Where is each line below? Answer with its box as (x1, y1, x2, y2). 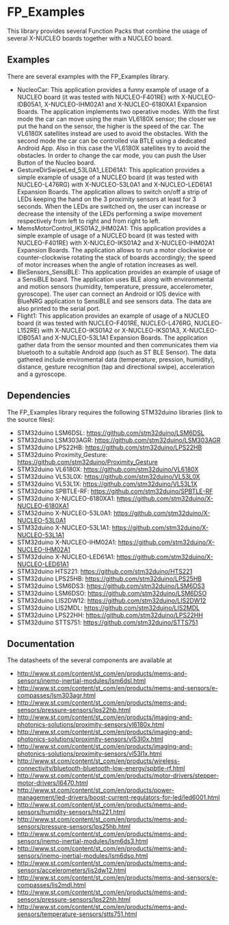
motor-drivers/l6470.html (16, 779, 89, 787)
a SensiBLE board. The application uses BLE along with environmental (16, 275, 214, 283)
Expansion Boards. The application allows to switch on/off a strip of (16, 187, 208, 196)
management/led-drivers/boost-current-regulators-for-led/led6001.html (16, 793, 220, 801)
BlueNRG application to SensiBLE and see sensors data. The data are (16, 296, 212, 305)
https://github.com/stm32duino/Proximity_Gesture (16, 458, 159, 466)
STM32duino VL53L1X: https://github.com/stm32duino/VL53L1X (16, 480, 198, 488)
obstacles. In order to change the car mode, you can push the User (16, 151, 206, 159)
